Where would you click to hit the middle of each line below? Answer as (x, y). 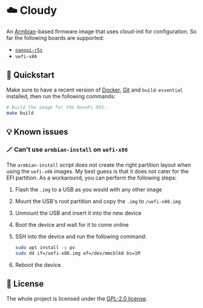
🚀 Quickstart (30, 75)
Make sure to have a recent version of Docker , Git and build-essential (95, 90)
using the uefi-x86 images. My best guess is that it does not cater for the (98, 172)
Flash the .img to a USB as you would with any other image (88, 190)
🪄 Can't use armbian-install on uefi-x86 (67, 149)
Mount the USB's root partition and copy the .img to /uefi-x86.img (98, 201)
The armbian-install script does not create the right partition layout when (99, 165)
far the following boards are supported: (55, 38)
